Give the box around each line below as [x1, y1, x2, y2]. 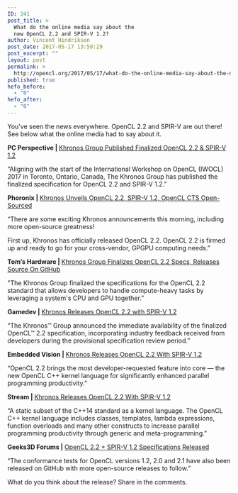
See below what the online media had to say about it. [7, 129, 161, 138]
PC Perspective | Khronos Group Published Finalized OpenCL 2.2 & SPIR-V [7, 143, 227, 152]
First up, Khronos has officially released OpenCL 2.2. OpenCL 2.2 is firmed [7, 236, 226, 245]
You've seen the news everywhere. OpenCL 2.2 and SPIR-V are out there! [7, 122, 222, 131]
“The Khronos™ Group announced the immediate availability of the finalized [7, 321, 227, 330]
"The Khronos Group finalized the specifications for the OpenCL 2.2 [7, 278, 205, 287]
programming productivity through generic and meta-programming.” [7, 428, 208, 437]
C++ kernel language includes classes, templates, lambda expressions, [7, 414, 215, 422]
